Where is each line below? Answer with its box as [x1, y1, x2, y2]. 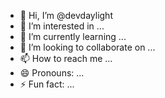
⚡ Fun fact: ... [19, 78, 75, 90]
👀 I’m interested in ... [19, 20, 105, 32]
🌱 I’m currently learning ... [19, 31, 127, 42]
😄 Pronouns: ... [19, 67, 85, 79]
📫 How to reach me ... [19, 53, 113, 64]
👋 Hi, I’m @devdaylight [19, 10, 113, 21]
